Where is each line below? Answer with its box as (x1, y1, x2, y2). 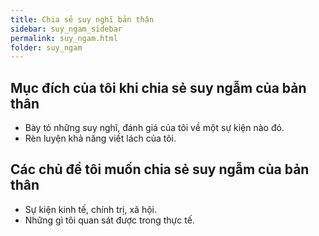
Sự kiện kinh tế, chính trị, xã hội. (24, 203, 158, 215)
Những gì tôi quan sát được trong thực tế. (24, 214, 195, 226)
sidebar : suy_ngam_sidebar (10, 24, 123, 34)
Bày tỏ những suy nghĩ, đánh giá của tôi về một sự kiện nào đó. (24, 122, 285, 134)
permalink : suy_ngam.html (10, 33, 118, 43)
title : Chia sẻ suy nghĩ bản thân (10, 14, 155, 25)
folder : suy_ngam (10, 42, 83, 53)
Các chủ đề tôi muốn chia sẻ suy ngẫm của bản (10, 161, 310, 178)
